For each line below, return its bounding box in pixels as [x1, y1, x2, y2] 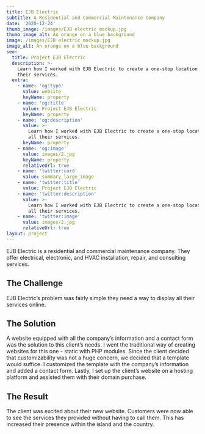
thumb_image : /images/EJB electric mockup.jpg [6, 26, 127, 32]
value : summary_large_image [22, 174, 95, 180]
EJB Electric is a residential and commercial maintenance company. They [6, 247, 190, 254]
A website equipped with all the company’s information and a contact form [6, 334, 193, 342]
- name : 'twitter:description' [17, 191, 97, 197]
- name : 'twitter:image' [17, 213, 81, 220]
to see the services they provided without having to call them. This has [6, 414, 184, 422]
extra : [12, 77, 29, 83]
